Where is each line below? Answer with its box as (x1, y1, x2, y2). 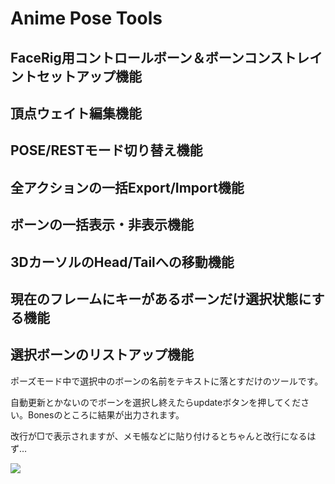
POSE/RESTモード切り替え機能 (10, 142, 203, 159)
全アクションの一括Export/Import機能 (10, 179, 245, 196)
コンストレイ (243, 49, 323, 66)
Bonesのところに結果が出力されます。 (27, 408, 185, 421)
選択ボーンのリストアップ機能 (10, 347, 194, 364)
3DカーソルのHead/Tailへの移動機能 (10, 253, 235, 271)
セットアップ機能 (36, 68, 142, 85)
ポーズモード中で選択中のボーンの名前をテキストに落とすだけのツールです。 (10, 375, 324, 387)
